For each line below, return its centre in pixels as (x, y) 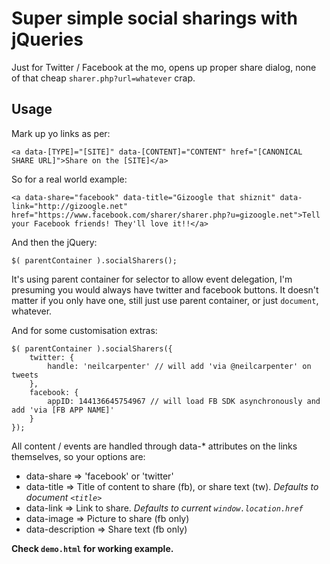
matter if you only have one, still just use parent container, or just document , (165, 300)
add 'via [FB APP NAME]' (63, 410)
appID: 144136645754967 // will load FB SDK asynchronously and (184, 401)
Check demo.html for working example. (92, 548)
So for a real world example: (69, 179)
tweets (25, 375)
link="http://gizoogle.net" (70, 206)
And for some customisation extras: (84, 330)
